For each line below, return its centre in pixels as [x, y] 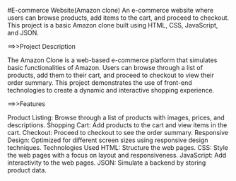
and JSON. [23, 33]
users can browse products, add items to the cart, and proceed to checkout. [118, 18]
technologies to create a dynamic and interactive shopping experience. [111, 90]
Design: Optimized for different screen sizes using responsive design [108, 140]
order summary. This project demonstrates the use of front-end [100, 83]
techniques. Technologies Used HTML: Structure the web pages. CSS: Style [118, 147]
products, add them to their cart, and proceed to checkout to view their [111, 75]
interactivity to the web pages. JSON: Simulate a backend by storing [107, 163]
